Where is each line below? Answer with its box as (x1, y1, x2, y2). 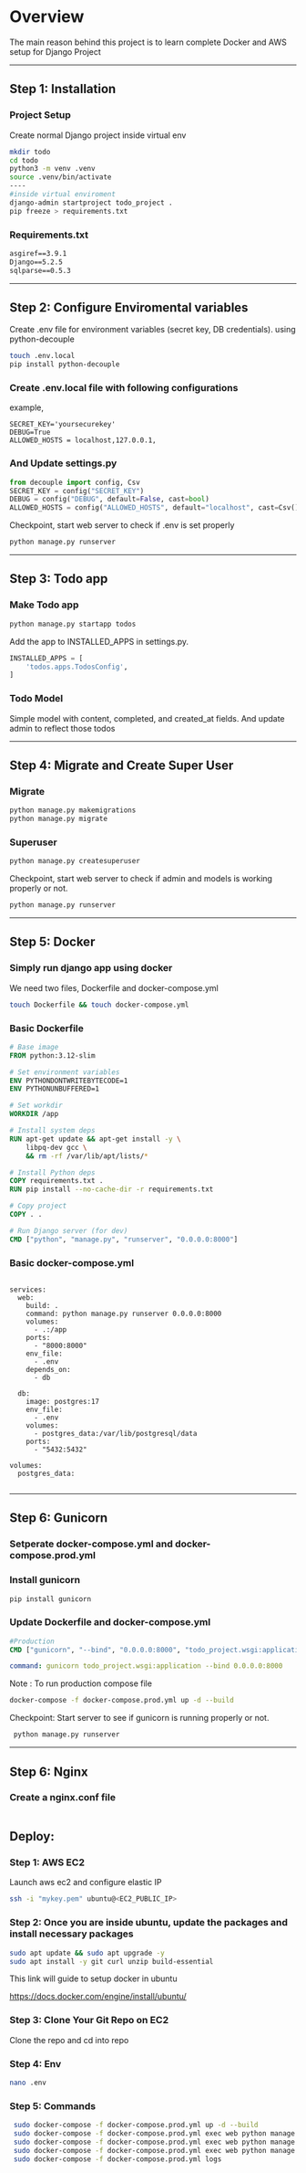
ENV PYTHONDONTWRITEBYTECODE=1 (9, 1076, 128, 1085)
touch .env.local (9, 352, 76, 361)
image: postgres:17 (25, 1397, 100, 1406)
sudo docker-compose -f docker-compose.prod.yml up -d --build (13, 2121, 259, 2130)
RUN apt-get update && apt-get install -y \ (9, 1134, 181, 1144)
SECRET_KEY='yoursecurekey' (9, 420, 117, 429)
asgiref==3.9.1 (9, 248, 67, 258)
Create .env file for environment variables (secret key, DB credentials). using (9, 324, 296, 335)
